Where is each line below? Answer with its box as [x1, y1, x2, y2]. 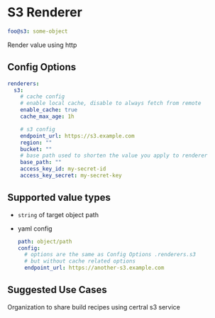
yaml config [17, 224, 53, 233]
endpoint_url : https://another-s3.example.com [24, 264, 165, 272]
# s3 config [20, 126, 55, 133]
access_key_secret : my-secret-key [20, 172, 122, 179]
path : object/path [17, 238, 72, 245]
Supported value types [7, 192, 111, 204]
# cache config [20, 93, 65, 100]
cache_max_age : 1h [20, 113, 75, 120]
